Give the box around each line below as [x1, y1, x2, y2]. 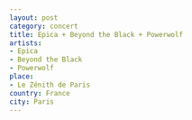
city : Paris [9, 97, 54, 106]
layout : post [9, 13, 59, 23]
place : [9, 72, 34, 81]
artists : [9, 38, 42, 48]
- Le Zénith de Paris [9, 80, 91, 89]
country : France [9, 88, 70, 97]
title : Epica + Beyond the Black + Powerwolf [9, 30, 183, 39]
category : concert [9, 22, 78, 31]
